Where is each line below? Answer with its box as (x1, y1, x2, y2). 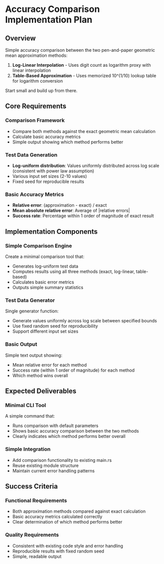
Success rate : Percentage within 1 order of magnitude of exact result (12, 213, 154, 219)
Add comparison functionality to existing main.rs (12, 457, 112, 463)
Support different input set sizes (12, 328, 79, 334)
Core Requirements (5, 102, 67, 111)
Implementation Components (5, 227, 98, 236)
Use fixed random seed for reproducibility (12, 323, 98, 329)
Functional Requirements (5, 497, 67, 504)
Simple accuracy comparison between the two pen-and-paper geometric (5, 47, 156, 53)
